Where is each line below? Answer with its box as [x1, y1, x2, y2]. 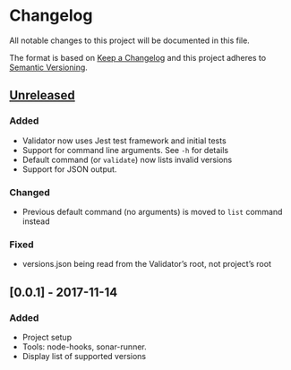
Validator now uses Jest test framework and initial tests [21, 135, 227, 146]
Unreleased [9, 88, 76, 103]
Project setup [21, 331, 73, 342]
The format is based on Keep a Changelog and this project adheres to [9, 52, 267, 63]
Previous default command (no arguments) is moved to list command [21, 206, 283, 217]
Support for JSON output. [21, 163, 117, 175]
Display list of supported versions [21, 350, 146, 361]
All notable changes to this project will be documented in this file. [9, 35, 251, 46]
